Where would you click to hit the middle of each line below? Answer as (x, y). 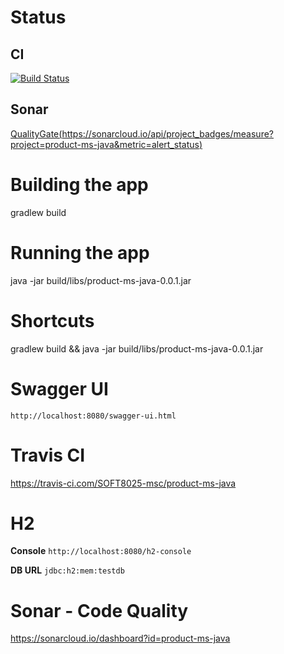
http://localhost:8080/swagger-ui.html (93, 416)
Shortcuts (52, 320)
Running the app (80, 252)
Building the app (79, 185)
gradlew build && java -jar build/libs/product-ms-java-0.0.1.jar (137, 348)
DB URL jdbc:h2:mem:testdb (67, 570)
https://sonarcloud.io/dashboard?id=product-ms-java (120, 638)
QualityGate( (36, 133)
